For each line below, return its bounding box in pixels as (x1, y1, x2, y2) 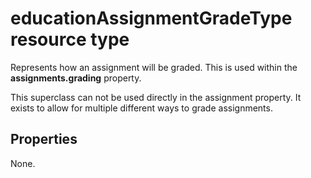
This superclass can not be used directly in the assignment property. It (10, 91, 302, 103)
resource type (10, 28, 130, 51)
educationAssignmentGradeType (10, 7, 293, 30)
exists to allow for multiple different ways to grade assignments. (10, 102, 273, 114)
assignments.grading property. (10, 72, 142, 84)
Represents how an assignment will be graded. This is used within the (10, 61, 298, 73)
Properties (10, 131, 78, 148)
